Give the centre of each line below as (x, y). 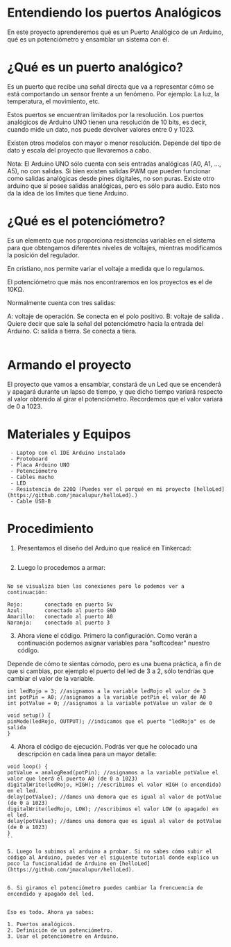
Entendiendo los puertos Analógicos (114, 13)
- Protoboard (29, 459)
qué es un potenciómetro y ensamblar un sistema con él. (88, 39)
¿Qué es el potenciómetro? (86, 221)
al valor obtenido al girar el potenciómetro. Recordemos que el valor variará (115, 399)
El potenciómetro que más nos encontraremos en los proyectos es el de (110, 281)
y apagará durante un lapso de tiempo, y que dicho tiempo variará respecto (115, 391)
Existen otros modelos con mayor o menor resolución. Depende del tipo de (114, 143)
